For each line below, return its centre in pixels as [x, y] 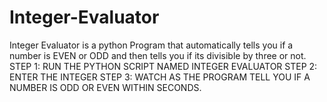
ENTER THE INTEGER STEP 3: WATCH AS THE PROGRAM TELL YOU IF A [160, 77]
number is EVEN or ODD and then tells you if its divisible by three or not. [158, 55]
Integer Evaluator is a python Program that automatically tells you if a [151, 45]
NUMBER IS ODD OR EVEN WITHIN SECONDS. [105, 87]
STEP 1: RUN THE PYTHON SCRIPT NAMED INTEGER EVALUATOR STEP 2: [163, 66]
